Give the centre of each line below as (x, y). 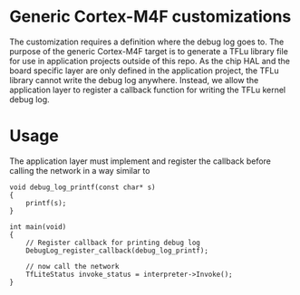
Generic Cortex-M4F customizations (150, 17)
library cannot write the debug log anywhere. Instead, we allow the (134, 80)
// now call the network (73, 266)
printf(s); (46, 203)
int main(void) (38, 227)
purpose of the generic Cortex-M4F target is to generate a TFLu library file (149, 51)
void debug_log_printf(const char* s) (82, 187)
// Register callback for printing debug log (113, 243)
